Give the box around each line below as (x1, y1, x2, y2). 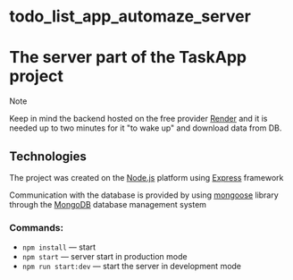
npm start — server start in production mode (21, 251, 188, 262)
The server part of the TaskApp (9, 47, 247, 68)
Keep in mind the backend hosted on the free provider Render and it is (9, 114, 268, 124)
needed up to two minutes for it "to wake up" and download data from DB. (9, 123, 282, 133)
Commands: (9, 221, 64, 233)
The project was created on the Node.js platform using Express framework (9, 172, 284, 182)
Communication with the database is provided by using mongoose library (9, 190, 279, 200)
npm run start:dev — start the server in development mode (21, 261, 242, 272)
